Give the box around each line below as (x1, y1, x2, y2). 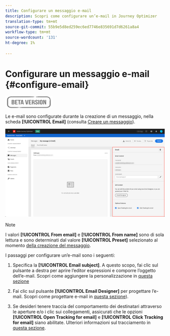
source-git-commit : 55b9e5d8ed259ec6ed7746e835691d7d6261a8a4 (5, 24, 139, 29)
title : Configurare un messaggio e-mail (5, 8, 92, 13)
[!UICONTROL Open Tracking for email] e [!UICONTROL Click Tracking (12, 314, 163, 320)
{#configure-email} (5, 79, 90, 90)
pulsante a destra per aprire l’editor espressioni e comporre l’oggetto (12, 267, 156, 274)
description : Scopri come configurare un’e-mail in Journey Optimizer (5, 13, 157, 19)
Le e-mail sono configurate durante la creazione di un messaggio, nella (5, 113, 154, 119)
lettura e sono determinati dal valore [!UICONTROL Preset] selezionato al (5, 237, 158, 243)
